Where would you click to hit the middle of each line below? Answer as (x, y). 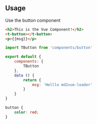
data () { (24, 75)
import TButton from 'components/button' (49, 48)
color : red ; (26, 112)
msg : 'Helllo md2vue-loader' (62, 84)
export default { (23, 57)
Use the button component (33, 20)
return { (32, 80)
